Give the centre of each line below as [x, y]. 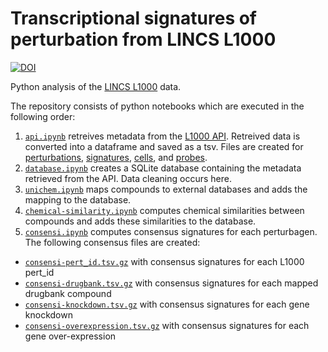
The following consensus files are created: [112, 242]
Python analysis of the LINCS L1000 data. [96, 86]
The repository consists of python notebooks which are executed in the [157, 106]
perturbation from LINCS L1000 [143, 39]
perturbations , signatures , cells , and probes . [116, 157]
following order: [43, 116]
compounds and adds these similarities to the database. [140, 221]
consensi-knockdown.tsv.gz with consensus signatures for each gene [167, 304]
